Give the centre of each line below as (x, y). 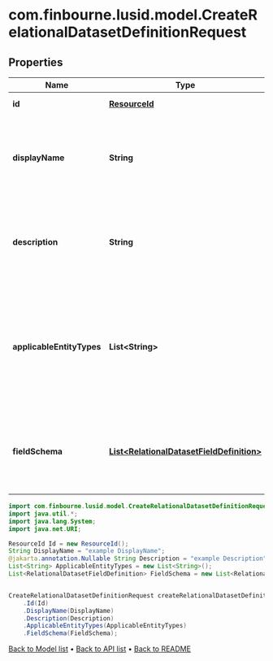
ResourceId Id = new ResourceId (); (69, 544)
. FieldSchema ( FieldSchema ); (70, 633)
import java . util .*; (43, 514)
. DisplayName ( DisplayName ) (69, 611)
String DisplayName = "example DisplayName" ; (87, 551)
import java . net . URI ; (45, 529)
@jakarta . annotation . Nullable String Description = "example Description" (138, 559)
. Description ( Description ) (69, 618)
